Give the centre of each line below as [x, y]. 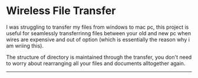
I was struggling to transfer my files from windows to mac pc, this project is [98, 27]
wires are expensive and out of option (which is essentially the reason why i [98, 39]
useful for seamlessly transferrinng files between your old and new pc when [99, 33]
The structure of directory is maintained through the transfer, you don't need [99, 57]
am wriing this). [25, 46]
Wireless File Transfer [61, 11]
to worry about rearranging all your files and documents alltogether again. [96, 63]
